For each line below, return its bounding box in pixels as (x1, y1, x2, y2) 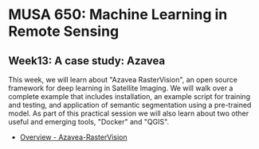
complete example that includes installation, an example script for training (8, 92, 251, 101)
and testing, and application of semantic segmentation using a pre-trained (8, 101, 252, 109)
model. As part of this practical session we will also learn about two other (8, 109, 249, 118)
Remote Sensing (8, 22, 120, 40)
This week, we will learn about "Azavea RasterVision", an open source (8, 75, 237, 84)
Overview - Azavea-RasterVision (19, 132, 128, 142)
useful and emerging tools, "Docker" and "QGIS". (8, 117, 170, 126)
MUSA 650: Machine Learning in (8, 6, 228, 24)
